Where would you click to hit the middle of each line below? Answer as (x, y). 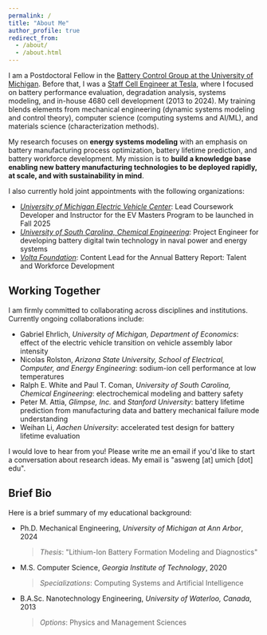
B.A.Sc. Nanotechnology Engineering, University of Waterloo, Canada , (136, 598)
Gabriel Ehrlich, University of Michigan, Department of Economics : (129, 334)
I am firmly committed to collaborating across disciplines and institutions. (128, 310)
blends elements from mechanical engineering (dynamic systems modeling (132, 109)
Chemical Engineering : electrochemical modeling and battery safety (132, 393)
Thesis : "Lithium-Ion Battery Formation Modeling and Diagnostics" (149, 552)
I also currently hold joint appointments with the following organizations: (126, 191)
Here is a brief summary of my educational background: (100, 512)
